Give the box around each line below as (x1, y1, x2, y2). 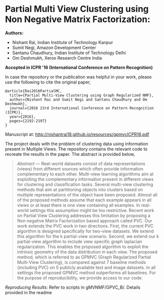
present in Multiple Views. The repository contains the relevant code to (5, 146, 148, 152)
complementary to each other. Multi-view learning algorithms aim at (17, 171, 154, 177)
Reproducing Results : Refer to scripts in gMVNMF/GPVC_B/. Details (5, 284, 141, 290)
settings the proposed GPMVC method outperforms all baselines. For (17, 270, 156, 276)
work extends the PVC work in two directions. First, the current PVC (17, 223, 154, 229)
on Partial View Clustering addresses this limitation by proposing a (17, 213, 150, 218)
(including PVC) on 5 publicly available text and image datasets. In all (17, 264, 156, 270)
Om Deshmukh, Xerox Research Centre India (12, 55, 102, 61)
